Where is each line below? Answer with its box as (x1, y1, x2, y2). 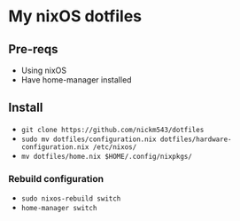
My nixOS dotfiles (8, 6, 143, 27)
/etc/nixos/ (92, 142, 137, 152)
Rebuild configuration (8, 172, 104, 185)
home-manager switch (20, 204, 97, 213)
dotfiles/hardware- (159, 135, 232, 144)
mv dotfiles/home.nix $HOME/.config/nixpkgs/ (20, 152, 192, 161)
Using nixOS (20, 65, 67, 75)
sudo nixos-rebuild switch (20, 194, 121, 203)
